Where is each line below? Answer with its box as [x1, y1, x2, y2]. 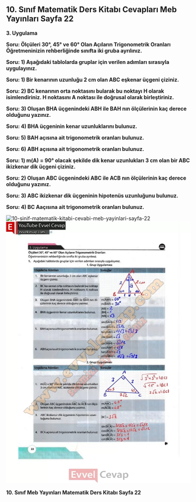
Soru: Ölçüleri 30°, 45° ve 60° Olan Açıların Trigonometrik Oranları [6, 41, 171, 48]
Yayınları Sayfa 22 [6, 14, 74, 24]
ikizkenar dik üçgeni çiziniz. [6, 163, 76, 170]
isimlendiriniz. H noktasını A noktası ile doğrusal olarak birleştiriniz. [6, 93, 174, 100]
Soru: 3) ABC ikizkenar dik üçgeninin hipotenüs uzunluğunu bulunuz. [6, 192, 179, 199]
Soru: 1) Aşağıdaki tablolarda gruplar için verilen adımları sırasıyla [6, 58, 170, 65]
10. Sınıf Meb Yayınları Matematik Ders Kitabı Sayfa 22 [6, 488, 141, 496]
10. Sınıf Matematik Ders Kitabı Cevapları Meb [6, 5, 177, 15]
